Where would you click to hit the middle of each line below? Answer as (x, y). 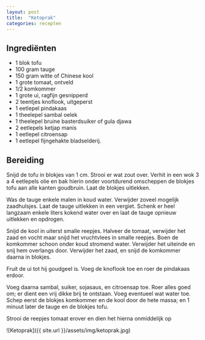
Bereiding (25, 160)
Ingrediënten (32, 48)
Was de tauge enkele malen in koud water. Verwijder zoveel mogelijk (93, 200)
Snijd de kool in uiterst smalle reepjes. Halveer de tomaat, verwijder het (96, 231)
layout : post (23, 12)
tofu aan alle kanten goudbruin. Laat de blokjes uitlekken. (79, 188)
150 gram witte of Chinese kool (54, 76)
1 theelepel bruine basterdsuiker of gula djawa (73, 121)
